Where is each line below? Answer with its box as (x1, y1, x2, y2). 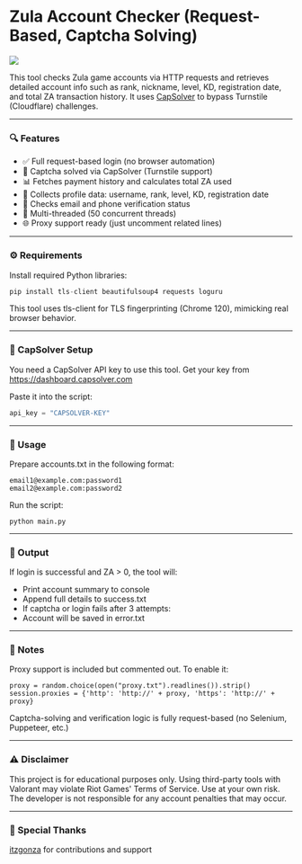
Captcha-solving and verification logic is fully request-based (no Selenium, (9, 713, 288, 724)
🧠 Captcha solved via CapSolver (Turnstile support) (22, 166, 213, 177)
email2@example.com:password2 (9, 484, 123, 493)
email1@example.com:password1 (9, 476, 123, 485)
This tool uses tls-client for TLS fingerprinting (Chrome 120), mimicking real (9, 303, 289, 314)
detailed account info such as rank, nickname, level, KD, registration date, (9, 81, 281, 92)
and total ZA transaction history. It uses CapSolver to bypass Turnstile (9, 91, 268, 102)
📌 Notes (9, 644, 45, 656)
